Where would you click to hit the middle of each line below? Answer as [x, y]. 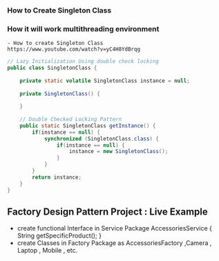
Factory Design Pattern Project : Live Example [108, 211]
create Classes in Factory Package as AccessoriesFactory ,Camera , [114, 243]
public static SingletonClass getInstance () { [88, 126]
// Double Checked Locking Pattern [71, 120]
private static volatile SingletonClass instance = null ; [105, 81]
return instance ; [57, 177]
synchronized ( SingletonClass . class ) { [101, 138]
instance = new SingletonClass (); [118, 152]
